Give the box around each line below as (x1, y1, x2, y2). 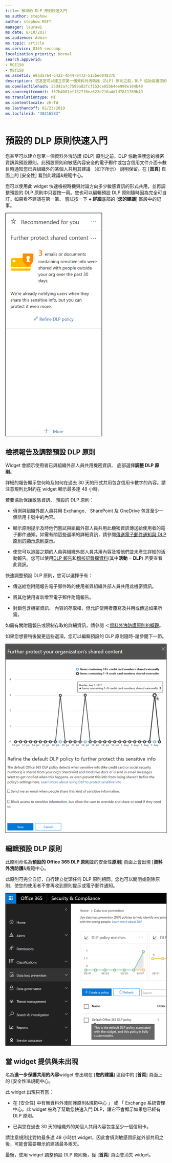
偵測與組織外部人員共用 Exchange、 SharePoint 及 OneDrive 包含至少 (12, 508, 160, 514)
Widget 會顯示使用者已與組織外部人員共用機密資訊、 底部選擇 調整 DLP (5, 462, 154, 468)
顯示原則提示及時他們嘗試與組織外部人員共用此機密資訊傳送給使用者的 (12, 525, 161, 531)
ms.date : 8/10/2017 (5, 30, 47, 35)
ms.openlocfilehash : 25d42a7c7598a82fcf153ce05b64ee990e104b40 (5, 84, 143, 89)
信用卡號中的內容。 (17, 514, 58, 520)
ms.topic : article (5, 41, 45, 46)
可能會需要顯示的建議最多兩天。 (14, 1141, 82, 1147)
